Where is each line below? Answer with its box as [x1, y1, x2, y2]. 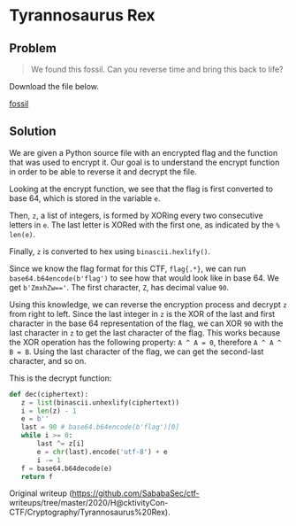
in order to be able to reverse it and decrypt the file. [9, 166, 197, 177]
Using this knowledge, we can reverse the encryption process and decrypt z [9, 298, 287, 310]
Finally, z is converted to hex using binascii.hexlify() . [9, 245, 210, 257]
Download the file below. [9, 81, 100, 91]
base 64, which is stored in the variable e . [9, 192, 161, 204]
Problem [9, 41, 57, 56]
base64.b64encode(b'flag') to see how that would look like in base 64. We [9, 272, 280, 283]
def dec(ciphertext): [9, 390, 89, 398]
